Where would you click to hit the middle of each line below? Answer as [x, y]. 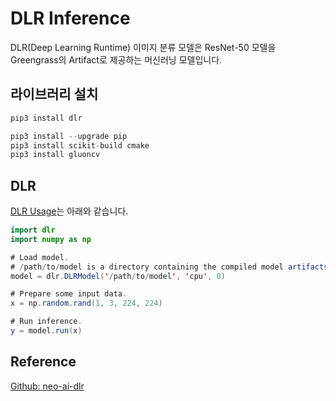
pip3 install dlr [46, 118]
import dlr [33, 230]
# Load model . [40, 257]
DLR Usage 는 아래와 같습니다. [69, 211]
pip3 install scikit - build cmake [80, 145]
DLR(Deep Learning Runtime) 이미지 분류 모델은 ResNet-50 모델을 [143, 47]
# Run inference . [46, 322]
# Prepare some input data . [69, 294]
